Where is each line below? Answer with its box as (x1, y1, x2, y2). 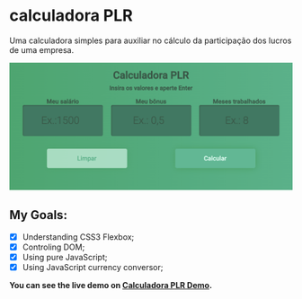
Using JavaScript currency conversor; (22, 261, 164, 272)
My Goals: (9, 207, 67, 223)
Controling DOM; (22, 242, 85, 252)
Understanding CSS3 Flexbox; (22, 231, 135, 242)
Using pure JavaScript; (22, 251, 108, 262)
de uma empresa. (9, 44, 75, 55)
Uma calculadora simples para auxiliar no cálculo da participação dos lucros (9, 35, 292, 46)
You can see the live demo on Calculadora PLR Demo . (9, 279, 213, 290)
